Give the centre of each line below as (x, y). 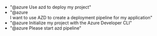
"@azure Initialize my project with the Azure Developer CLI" (71, 23)
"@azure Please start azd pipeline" (45, 28)
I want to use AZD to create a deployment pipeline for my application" (81, 18)
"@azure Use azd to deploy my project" (50, 7)
